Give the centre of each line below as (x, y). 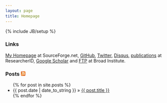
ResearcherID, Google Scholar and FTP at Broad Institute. (65, 60)
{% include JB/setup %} (31, 31)
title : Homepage (22, 16)
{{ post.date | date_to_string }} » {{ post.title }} (61, 90)
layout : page (19, 11)
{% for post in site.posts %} (42, 85)
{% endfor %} (27, 96)
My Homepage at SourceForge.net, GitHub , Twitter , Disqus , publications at (83, 55)
